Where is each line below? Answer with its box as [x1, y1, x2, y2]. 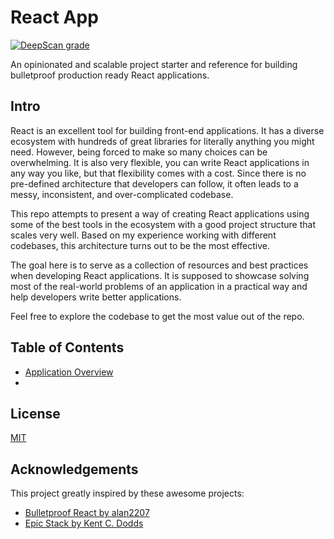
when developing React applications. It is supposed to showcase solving [10, 269, 310, 281]
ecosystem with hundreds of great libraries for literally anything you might [10, 135, 315, 147]
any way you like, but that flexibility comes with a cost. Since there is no [10, 167, 307, 179]
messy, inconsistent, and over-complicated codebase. [10, 188, 234, 200]
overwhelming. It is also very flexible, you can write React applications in [10, 156, 310, 168]
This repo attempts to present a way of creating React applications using [10, 207, 310, 220]
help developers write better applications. [10, 291, 182, 303]
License [10, 405, 61, 422]
